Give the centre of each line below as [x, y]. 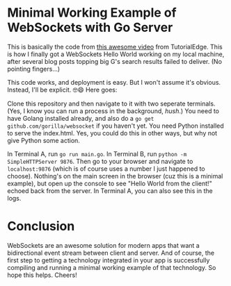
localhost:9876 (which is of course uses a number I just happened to [106, 169]
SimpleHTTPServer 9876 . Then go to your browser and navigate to [100, 161]
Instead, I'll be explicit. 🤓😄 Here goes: [62, 90]
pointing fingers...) [34, 69]
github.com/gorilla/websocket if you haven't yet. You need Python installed [115, 126]
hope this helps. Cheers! [42, 275]
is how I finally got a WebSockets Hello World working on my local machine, [116, 54]
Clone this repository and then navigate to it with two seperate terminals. [111, 103]
